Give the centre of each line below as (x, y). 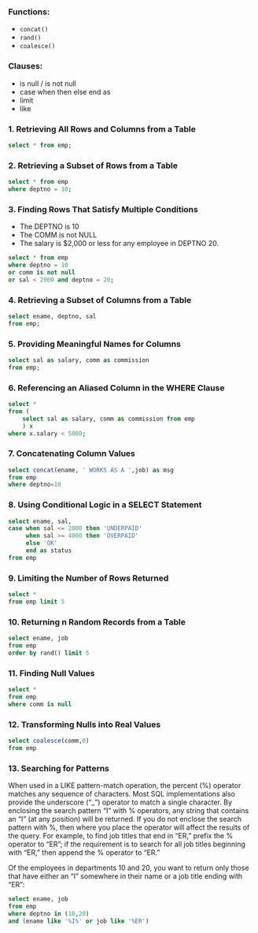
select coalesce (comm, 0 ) (49, 741)
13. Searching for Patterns (59, 768)
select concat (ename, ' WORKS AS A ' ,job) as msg (91, 470)
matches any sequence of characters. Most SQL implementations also (122, 794)
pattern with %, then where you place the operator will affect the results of (129, 827)
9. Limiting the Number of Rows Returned (88, 578)
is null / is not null (48, 83)
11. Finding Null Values (52, 673)
